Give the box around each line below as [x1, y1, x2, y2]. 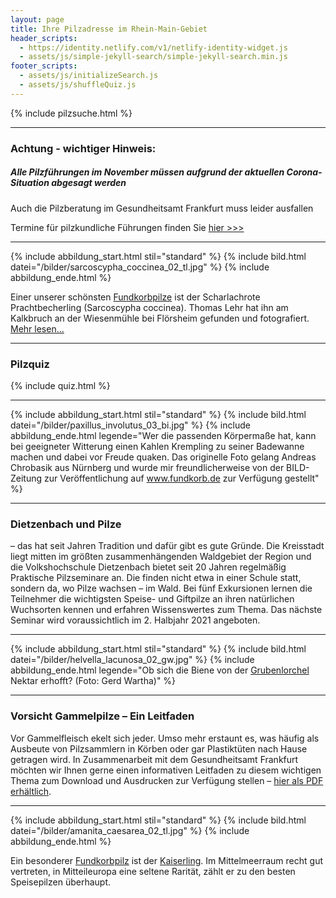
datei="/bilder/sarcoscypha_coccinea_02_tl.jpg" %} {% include [10, 261, 270, 273]
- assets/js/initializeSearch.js [19, 71, 159, 81]
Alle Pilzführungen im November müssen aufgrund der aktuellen [10, 166, 285, 178]
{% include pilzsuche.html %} [10, 107, 133, 119]
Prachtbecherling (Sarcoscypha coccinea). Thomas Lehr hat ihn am [10, 301, 289, 313]
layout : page [10, 14, 65, 25]
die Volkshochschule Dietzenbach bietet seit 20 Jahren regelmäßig [10, 561, 287, 573]
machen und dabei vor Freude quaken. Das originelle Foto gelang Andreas [10, 451, 317, 463]
